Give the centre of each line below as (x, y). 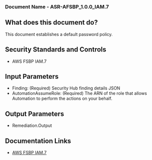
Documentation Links (38, 141)
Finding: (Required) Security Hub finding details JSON (66, 88)
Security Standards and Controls (56, 50)
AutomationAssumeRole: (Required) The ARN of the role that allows (79, 93)
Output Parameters (34, 114)
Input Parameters (32, 76)
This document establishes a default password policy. (59, 34)
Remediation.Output (32, 125)
